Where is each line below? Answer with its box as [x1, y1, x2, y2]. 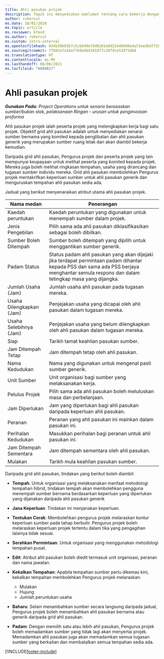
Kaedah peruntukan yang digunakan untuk [49, 209, 146, 216]
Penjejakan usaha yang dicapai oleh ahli [49, 300, 141, 307]
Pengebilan [7, 229, 34, 236]
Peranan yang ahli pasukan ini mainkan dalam [49, 416, 154, 423]
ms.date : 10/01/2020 [5, 21, 47, 26]
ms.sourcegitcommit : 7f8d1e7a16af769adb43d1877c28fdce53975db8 [5, 48, 137, 53]
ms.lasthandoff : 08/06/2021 [5, 62, 62, 66]
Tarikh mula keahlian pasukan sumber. [49, 458, 138, 465]
